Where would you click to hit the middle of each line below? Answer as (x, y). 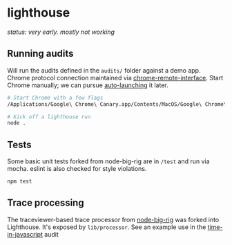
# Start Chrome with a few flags (55, 98)
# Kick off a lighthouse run (49, 117)
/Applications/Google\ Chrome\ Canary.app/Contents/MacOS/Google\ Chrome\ (117, 104)
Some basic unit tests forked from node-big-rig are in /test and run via (108, 161)
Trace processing (46, 203)
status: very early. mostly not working (61, 32)
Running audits (40, 54)
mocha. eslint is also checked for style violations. (77, 169)
